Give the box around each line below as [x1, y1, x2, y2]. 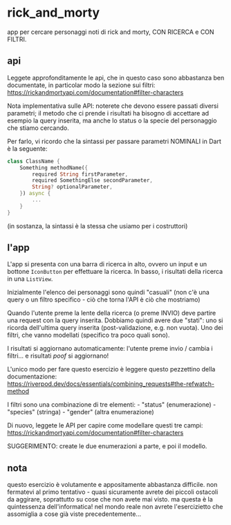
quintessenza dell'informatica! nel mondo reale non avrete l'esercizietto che [7, 503, 223, 511]
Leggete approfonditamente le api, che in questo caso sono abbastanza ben [7, 73, 225, 82]
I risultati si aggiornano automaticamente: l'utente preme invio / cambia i [7, 344, 213, 353]
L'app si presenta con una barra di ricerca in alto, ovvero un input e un [7, 260, 207, 268]
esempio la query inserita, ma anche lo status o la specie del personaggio [7, 116, 217, 125]
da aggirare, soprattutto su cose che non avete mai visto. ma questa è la [7, 495, 213, 504]
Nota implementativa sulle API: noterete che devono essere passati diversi [7, 102, 219, 110]
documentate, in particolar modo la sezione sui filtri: [7, 81, 156, 89]
